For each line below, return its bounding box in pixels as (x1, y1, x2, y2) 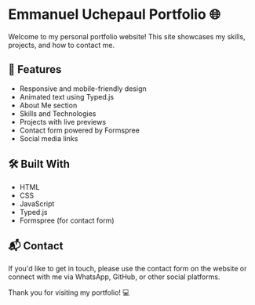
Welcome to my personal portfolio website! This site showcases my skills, (8, 31, 246, 41)
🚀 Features (8, 63, 62, 76)
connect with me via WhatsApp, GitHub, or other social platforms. (8, 272, 220, 281)
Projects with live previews (19, 117, 107, 126)
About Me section (19, 100, 78, 110)
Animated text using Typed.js (19, 92, 115, 101)
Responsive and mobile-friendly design (19, 84, 147, 93)
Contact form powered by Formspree (19, 125, 140, 135)
